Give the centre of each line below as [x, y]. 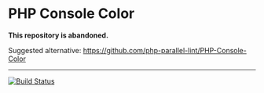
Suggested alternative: [45, 50]
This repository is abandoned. [58, 35]
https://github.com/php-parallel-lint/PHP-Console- [165, 50]
